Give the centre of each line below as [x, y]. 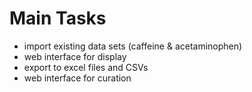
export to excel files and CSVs [86, 67]
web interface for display [75, 56]
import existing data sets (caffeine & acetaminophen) [133, 46]
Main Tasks [58, 18]
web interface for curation [77, 78]
